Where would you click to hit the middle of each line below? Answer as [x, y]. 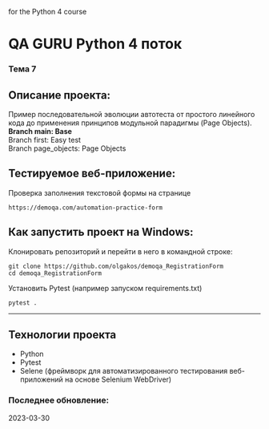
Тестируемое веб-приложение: [92, 174]
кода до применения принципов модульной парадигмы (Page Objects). [130, 123]
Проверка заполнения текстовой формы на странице [100, 192]
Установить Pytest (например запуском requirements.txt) [105, 288]
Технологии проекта [62, 335]
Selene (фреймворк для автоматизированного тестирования [124, 371]
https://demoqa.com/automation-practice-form [85, 208]
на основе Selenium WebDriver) [118, 379]
